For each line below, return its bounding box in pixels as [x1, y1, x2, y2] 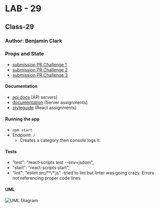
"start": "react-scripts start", [12, 165, 70, 171]
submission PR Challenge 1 [12, 61, 67, 67]
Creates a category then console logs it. [19, 137, 101, 143]
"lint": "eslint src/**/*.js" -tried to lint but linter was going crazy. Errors [12, 170, 154, 176]
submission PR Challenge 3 [12, 72, 68, 78]
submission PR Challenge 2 [12, 67, 68, 73]
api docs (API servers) [12, 94, 58, 100]
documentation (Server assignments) [12, 99, 88, 105]
